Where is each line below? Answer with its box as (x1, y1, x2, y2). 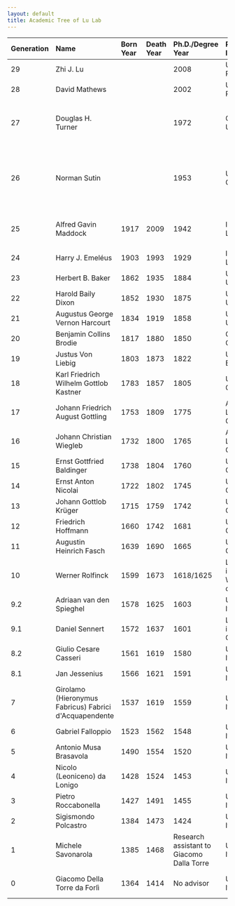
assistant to (173, 840, 211, 850)
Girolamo (55, 684, 86, 694)
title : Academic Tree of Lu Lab (7, 17, 101, 24)
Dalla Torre (173, 858, 210, 867)
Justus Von (55, 349, 93, 359)
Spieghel (55, 604, 85, 613)
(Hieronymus (55, 693, 99, 702)
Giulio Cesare (55, 644, 100, 653)
